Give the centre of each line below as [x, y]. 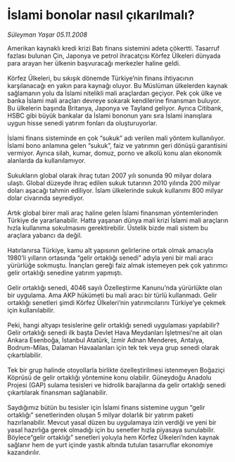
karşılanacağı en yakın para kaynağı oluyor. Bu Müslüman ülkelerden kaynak [118, 85]
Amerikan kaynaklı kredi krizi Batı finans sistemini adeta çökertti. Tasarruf [114, 48]
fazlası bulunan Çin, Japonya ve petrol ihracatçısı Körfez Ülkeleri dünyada [114, 56]
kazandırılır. [24, 452]
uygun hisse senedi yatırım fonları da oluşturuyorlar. [82, 123]
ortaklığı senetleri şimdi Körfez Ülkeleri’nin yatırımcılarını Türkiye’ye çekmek [117, 302]
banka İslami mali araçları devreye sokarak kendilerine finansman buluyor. [114, 100]
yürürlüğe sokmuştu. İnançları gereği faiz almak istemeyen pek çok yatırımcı [118, 265]
